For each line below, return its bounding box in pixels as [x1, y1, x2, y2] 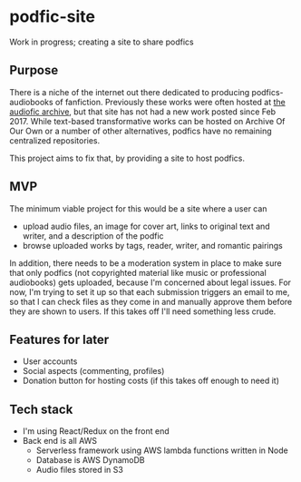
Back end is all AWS [22, 436, 98, 447]
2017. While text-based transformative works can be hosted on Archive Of [9, 115, 286, 126]
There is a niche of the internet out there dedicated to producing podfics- [9, 86, 284, 97]
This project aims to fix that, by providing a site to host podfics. [9, 152, 246, 163]
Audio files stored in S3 [35, 465, 124, 476]
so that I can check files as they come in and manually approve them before [9, 296, 293, 307]
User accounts [22, 356, 78, 367]
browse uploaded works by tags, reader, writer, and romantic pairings [22, 240, 283, 251]
